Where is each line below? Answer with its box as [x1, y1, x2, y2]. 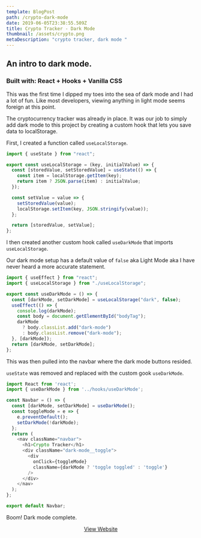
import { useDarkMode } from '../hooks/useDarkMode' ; [6, 386, 144, 393]
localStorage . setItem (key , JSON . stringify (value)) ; [17, 206, 149, 212]
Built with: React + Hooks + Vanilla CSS [6, 77, 123, 85]
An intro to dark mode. [6, 59, 92, 69]
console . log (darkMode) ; [17, 308, 77, 314]
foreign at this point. [6, 103, 56, 110]
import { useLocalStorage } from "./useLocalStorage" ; [6, 280, 146, 287]
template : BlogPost [6, 8, 55, 15]
